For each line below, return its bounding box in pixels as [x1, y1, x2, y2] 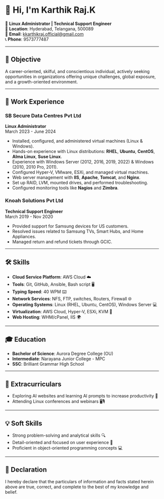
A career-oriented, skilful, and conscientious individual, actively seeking [5, 68, 150, 74]
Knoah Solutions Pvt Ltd [5, 197, 63, 204]
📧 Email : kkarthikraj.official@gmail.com [5, 31, 84, 37]
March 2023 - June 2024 [5, 128, 56, 134]
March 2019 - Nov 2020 [5, 213, 54, 220]
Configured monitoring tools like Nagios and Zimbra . [12, 185, 119, 191]
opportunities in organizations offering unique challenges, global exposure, [5, 74, 156, 79]
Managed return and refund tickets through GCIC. [12, 239, 112, 245]
